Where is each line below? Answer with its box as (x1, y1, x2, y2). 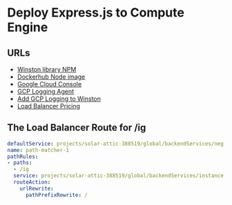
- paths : (7, 159, 32, 166)
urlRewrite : (19, 185, 54, 192)
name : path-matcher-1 (7, 146, 70, 153)
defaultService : (7, 140, 54, 147)
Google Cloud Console (17, 80, 82, 88)
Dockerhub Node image (17, 72, 86, 81)
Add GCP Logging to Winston (17, 95, 101, 103)
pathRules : (7, 153, 39, 160)
